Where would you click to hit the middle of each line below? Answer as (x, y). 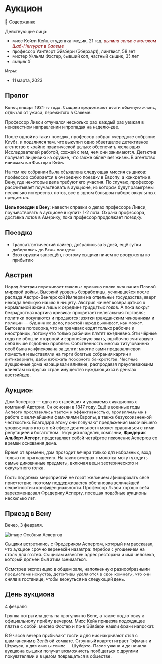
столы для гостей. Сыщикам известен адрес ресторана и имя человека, (80, 554)
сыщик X (21, 61)
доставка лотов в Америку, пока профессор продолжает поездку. (74, 217)
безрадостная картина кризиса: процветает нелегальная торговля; (75, 313)
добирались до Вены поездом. (44, 250)
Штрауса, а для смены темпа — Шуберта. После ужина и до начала (76, 646)
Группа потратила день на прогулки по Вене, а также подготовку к (74, 615)
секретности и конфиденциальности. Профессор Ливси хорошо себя (77, 488)
